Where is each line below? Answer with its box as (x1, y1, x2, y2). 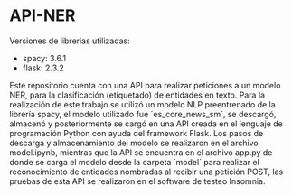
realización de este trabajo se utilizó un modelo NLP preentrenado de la (9, 98, 276, 109)
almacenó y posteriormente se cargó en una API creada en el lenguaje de (9, 118, 283, 129)
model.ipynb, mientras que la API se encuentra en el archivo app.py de (9, 146, 273, 158)
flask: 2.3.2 (22, 62, 65, 73)
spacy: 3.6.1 (22, 52, 67, 63)
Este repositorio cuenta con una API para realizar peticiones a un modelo (9, 79, 281, 90)
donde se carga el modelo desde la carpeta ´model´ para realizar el (9, 156, 259, 167)
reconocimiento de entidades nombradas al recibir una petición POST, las (9, 166, 284, 177)
